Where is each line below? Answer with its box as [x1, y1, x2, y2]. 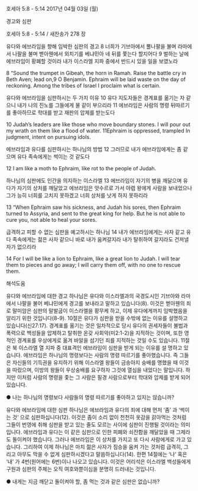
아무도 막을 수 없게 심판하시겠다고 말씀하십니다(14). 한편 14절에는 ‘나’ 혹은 [17, 451, 187, 457]
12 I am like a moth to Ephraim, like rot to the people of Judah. [6, 165, 157, 172]
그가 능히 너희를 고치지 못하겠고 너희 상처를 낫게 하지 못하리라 [6, 192, 148, 199]
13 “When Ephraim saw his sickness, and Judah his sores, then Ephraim [6, 203, 181, 211]
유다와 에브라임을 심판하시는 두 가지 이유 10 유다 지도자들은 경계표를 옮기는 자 [6, 94, 185, 101]
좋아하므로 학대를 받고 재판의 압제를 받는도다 [12, 109, 115, 116]
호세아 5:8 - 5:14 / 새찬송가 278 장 [6, 30, 86, 37]
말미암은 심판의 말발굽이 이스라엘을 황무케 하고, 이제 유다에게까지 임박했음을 [12, 307, 188, 314]
